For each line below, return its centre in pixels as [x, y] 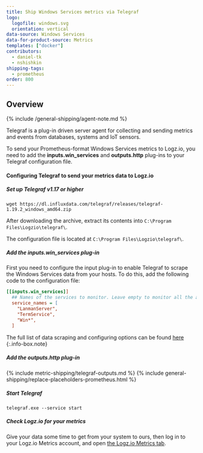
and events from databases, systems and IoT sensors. [73, 136]
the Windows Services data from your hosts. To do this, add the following [98, 274]
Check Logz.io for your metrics [46, 421]
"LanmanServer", [38, 309]
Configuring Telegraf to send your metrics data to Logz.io [80, 175]
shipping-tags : [25, 68]
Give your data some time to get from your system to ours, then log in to [96, 437]
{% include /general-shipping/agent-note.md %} [67, 118]
